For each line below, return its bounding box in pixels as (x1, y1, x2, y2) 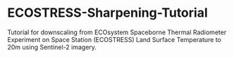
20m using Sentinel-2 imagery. (7, 43, 97, 51)
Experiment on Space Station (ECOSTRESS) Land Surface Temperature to (7, 35, 222, 43)
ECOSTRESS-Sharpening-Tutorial (7, 5, 208, 21)
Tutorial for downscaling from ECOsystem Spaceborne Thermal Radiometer (7, 28, 227, 36)
